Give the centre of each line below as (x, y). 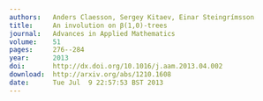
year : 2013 (39, 58)
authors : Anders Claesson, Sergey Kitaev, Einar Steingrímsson (131, 17)
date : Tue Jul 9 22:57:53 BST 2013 (86, 83)
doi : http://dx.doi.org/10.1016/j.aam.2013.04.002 (116, 67)
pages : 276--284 (47, 50)
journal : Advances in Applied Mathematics (92, 33)
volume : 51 (35, 42)
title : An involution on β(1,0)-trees (88, 25)
